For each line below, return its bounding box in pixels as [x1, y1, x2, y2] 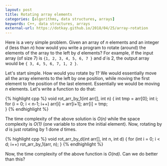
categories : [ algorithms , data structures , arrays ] [5, 16, 115, 21]
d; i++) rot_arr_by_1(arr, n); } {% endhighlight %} [5, 141, 104, 147]
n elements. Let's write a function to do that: [5, 86, 96, 92]
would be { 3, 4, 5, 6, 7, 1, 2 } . [5, 61, 78, 67]
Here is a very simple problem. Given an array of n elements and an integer [5, 39, 160, 45]
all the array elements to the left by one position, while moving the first [5, 76, 150, 82]
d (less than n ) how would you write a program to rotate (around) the [5, 45, 146, 51]
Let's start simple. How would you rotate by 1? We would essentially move [5, 70, 157, 76]
